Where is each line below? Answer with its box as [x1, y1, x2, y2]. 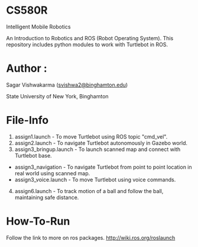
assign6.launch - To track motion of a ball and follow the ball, [14, 187, 164, 194]
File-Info [6, 114, 49, 127]
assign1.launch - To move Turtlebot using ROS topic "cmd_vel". [14, 133, 168, 140]
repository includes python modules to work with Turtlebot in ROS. [6, 41, 168, 48]
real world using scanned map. [14, 169, 90, 177]
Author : [6, 62, 47, 75]
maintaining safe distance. [14, 194, 79, 201]
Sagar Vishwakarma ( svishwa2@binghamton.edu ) [6, 81, 128, 88]
